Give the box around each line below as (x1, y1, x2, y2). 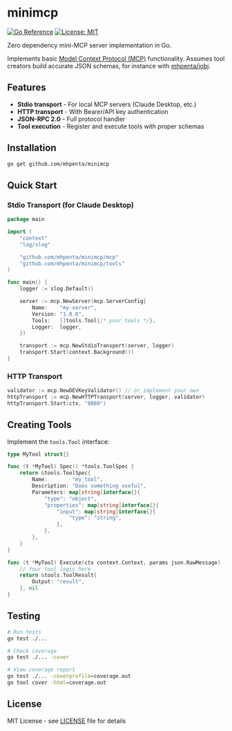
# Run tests (7, 628, 41, 636)
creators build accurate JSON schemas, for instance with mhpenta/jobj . (7, 61, 211, 70)
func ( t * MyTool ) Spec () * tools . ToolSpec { (7, 463, 135, 470)
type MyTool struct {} (7, 451, 70, 458)
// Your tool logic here (19, 565, 91, 572)
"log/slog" (19, 241, 51, 248)
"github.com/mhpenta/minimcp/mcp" (19, 253, 119, 260)
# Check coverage (7, 647, 57, 654)
